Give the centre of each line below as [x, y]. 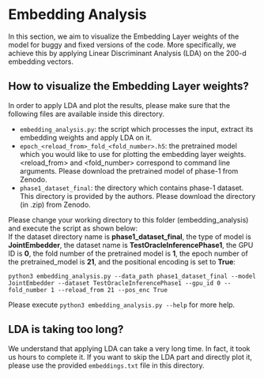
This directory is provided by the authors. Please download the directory [138, 196]
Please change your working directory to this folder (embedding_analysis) [128, 219]
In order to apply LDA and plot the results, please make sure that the [119, 105]
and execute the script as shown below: [73, 228]
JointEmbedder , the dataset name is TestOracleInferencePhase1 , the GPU [131, 245]
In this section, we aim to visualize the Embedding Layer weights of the [124, 36]
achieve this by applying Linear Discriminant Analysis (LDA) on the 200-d [127, 53]
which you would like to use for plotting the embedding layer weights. [133, 154]
